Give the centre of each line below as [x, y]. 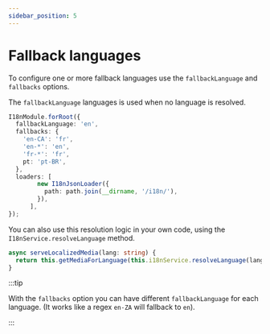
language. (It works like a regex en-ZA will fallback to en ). [102, 307]
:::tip [16, 283]
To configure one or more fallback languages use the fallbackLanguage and [133, 78]
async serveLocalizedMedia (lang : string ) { [82, 253]
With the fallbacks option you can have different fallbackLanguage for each [133, 299]
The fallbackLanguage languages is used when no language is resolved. [127, 102]
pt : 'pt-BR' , [45, 162]
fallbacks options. [39, 86]
